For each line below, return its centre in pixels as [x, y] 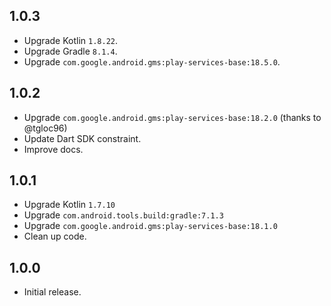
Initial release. [52, 292]
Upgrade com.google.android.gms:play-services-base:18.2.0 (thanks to [172, 117]
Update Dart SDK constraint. [82, 138]
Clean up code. [55, 236]
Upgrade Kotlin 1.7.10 [69, 205]
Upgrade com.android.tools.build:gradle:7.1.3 [123, 215]
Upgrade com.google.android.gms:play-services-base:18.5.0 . [152, 61]
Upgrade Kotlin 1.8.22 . [70, 40]
